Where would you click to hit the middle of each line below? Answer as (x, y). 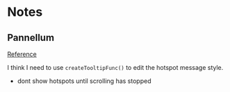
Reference (22, 54)
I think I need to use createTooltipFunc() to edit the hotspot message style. (115, 67)
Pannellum (31, 38)
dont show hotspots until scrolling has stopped (84, 81)
